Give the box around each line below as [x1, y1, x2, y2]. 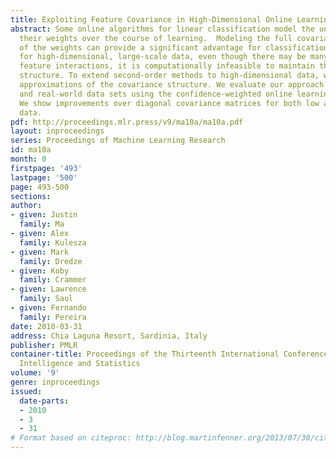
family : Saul [19, 294, 74, 304]
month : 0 [10, 154, 47, 164]
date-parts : [19, 396, 70, 406]
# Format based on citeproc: [10, 433, 132, 443]
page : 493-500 [10, 182, 70, 192]
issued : [10, 386, 43, 396]
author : [10, 201, 43, 211]
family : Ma [19, 219, 65, 230]
